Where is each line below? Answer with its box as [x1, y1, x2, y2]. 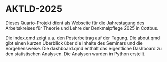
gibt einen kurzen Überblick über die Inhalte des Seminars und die [5, 40, 143, 46]
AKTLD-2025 [5, 3, 62, 15]
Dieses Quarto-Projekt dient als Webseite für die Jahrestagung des [5, 20, 145, 26]
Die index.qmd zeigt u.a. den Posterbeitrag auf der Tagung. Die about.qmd [5, 35, 160, 41]
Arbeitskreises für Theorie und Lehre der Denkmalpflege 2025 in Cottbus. [5, 25, 159, 31]
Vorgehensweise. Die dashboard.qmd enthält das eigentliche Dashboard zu [5, 45, 162, 51]
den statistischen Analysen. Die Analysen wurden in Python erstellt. [5, 51, 146, 57]
